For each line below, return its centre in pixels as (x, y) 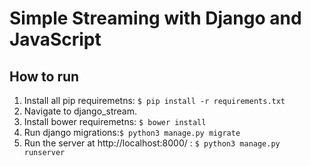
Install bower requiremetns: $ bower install (115, 121)
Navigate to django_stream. (80, 111)
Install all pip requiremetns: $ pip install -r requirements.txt (154, 100)
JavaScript (55, 39)
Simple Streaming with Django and (155, 18)
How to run (44, 76)
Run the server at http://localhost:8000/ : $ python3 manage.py (152, 143)
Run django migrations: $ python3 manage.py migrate (132, 132)
